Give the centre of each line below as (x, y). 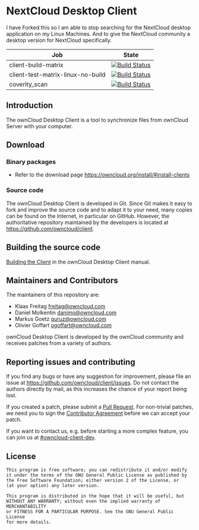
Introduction (30, 106)
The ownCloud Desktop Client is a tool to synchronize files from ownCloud (97, 120)
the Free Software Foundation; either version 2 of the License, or (93, 480)
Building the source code (53, 248)
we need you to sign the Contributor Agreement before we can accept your (98, 413)
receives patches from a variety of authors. (59, 343)
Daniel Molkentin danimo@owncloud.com (66, 313)
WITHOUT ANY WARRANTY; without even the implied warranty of (83, 501)
